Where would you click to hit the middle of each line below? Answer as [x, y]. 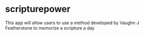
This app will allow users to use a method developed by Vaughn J [72, 23]
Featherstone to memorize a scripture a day [50, 28]
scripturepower [38, 9]
